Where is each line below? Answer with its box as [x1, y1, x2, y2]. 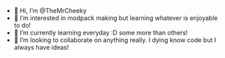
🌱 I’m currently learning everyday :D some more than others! [13, 28, 188, 37]
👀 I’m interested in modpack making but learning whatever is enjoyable [13, 14, 218, 22]
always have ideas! [13, 43, 69, 51]
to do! [13, 21, 31, 29]
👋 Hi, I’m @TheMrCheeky [13, 7, 87, 14]
